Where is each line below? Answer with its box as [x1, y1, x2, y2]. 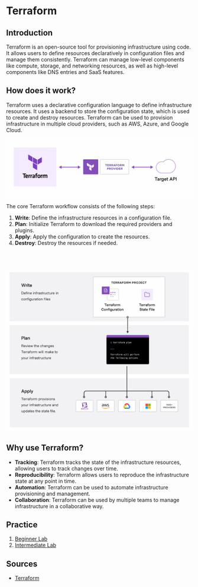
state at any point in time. [14, 478, 77, 485]
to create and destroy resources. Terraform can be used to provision [6, 114, 173, 121]
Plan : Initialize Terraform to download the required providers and [14, 221, 173, 228]
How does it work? [6, 86, 76, 96]
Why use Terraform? [6, 443, 84, 453]
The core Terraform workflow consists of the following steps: [6, 203, 155, 210]
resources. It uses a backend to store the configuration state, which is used [6, 108, 190, 115]
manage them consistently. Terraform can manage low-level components [6, 56, 184, 63]
